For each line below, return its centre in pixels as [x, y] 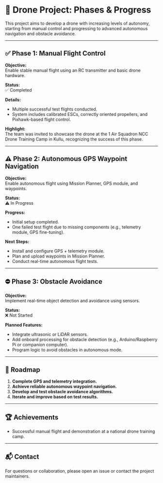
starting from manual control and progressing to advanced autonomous [76, 28]
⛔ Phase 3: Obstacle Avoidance [54, 282]
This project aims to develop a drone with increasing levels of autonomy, [77, 23]
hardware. [15, 75]
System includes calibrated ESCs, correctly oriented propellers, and [80, 114]
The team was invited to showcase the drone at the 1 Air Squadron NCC [77, 134]
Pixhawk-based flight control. [41, 119]
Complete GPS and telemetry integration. [54, 381]
